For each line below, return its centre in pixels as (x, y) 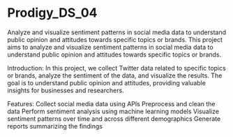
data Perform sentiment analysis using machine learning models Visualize (113, 111)
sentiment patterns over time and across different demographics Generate (114, 118)
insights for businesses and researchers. (66, 90)
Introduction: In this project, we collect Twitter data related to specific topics (117, 68)
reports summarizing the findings (55, 126)
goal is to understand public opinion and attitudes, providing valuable (106, 82)
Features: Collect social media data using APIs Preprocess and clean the (111, 103)
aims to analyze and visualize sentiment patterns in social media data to (111, 47)
